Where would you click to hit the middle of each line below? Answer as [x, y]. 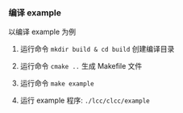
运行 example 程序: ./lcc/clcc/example [85, 100]
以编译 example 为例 [42, 32]
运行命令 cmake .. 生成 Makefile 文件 [81, 66]
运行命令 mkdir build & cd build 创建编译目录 [97, 49]
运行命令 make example [57, 83]
